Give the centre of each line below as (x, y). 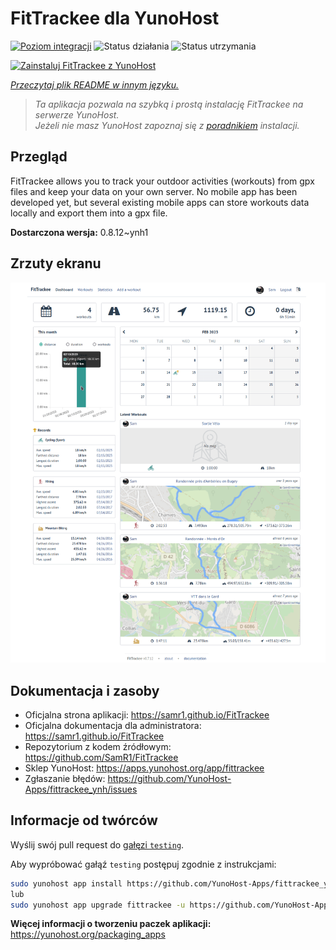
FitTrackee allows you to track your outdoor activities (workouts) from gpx (162, 181)
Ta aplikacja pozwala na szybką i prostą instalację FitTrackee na (169, 104)
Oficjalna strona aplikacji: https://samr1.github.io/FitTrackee (147, 714)
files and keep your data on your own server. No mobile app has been (154, 191)
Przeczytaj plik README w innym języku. (95, 84)
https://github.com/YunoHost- (169, 778)
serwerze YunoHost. (77, 114)
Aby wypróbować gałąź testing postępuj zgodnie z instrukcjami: (143, 864)
